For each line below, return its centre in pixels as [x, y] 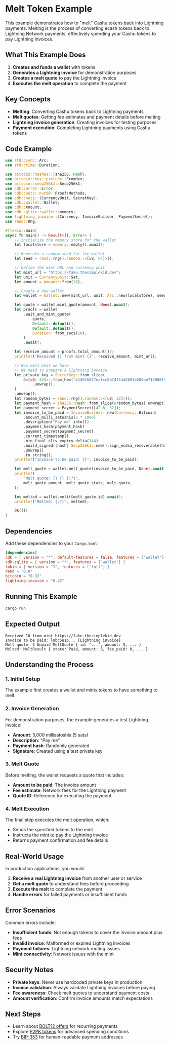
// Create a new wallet [39, 291]
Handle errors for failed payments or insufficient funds [70, 894]
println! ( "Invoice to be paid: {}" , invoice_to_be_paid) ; [77, 460]
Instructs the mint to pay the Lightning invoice [60, 835]
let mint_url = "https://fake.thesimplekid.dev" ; [68, 272]
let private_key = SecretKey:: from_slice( [60, 375]
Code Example [29, 149]
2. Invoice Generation [32, 709]
